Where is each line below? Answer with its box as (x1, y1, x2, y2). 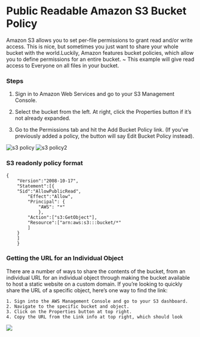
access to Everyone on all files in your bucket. (6, 61, 119, 69)
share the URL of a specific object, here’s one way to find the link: (6, 286, 168, 293)
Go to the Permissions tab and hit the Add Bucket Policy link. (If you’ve (14, 126, 189, 134)
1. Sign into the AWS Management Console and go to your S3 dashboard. (6, 298, 188, 304)
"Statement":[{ (17, 183, 55, 189)
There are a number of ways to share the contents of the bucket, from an (6, 267, 186, 275)
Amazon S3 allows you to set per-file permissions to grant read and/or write (6, 36, 193, 44)
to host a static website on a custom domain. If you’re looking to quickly (6, 280, 183, 287)
